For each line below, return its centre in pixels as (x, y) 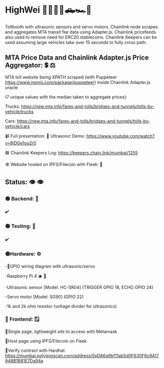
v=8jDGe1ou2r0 (21, 143)
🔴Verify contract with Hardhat (35, 350)
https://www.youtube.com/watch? (121, 136)
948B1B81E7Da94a (24, 361)
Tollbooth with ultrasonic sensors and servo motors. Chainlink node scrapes (82, 27)
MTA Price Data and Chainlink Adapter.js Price (77, 58)
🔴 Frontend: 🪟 (22, 319)
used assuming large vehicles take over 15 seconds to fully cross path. (76, 42)
